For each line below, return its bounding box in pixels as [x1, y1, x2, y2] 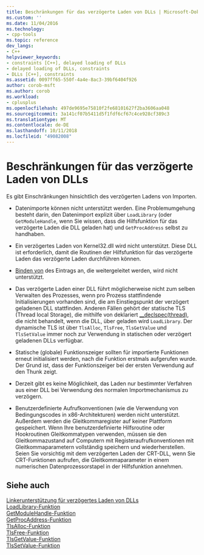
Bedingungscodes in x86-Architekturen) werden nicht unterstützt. [15, 411, 180, 418]
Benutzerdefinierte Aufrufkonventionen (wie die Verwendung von [15, 404, 179, 411]
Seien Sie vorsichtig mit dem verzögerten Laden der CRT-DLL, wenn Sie [15, 450, 195, 457]
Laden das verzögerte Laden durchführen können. [15, 255, 141, 262]
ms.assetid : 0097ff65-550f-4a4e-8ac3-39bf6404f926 [6, 77, 137, 83]
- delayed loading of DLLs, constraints [6, 65, 110, 72]
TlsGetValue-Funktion [6, 535, 61, 542]
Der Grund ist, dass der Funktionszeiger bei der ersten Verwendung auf [15, 361, 194, 369]
